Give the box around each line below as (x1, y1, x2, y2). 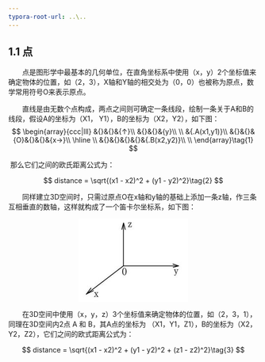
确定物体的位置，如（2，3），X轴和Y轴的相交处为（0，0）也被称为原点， (8, 78, 248, 87)
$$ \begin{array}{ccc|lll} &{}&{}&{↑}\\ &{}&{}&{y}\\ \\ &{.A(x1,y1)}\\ (11, 127, 229, 136)
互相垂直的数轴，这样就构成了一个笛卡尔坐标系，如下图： (8, 202, 196, 211)
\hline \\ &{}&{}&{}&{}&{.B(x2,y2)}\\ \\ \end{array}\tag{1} (72, 135, 254, 145)
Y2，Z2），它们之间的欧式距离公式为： (8, 330, 134, 339)
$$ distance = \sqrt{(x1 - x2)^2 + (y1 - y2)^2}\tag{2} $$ (43, 176, 224, 185)
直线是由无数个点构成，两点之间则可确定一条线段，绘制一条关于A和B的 (21, 104, 254, 114)
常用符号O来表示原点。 (14, 87, 90, 97)
